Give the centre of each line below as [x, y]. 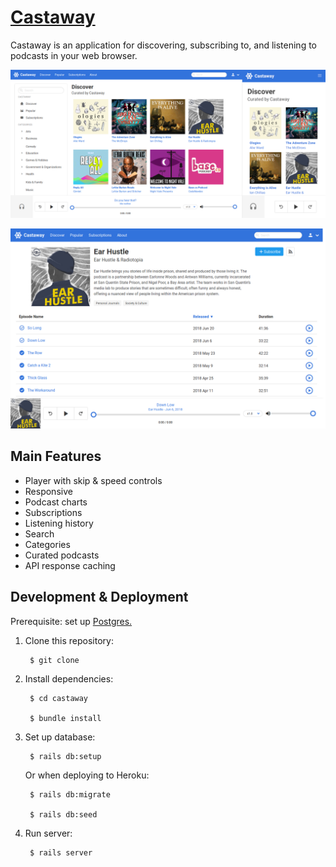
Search [39, 533]
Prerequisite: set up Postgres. [71, 621]
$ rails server [61, 852]
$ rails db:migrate [70, 794]
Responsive [48, 491]
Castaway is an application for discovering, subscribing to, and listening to [163, 45]
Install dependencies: [69, 678]
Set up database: [60, 737]
